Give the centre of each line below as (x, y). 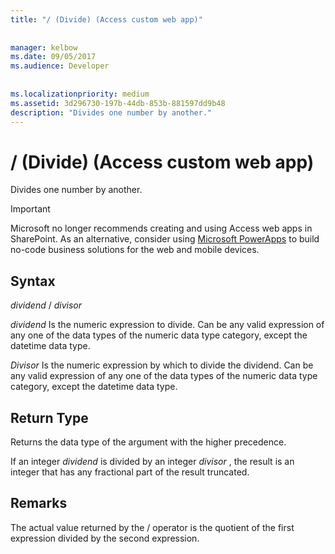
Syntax (33, 281)
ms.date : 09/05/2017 (53, 57)
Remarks (39, 503)
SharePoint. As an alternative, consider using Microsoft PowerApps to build (165, 239)
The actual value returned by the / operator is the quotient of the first (152, 527)
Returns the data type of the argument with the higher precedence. (148, 442)
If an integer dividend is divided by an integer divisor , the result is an (152, 461)
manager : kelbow (44, 47)
